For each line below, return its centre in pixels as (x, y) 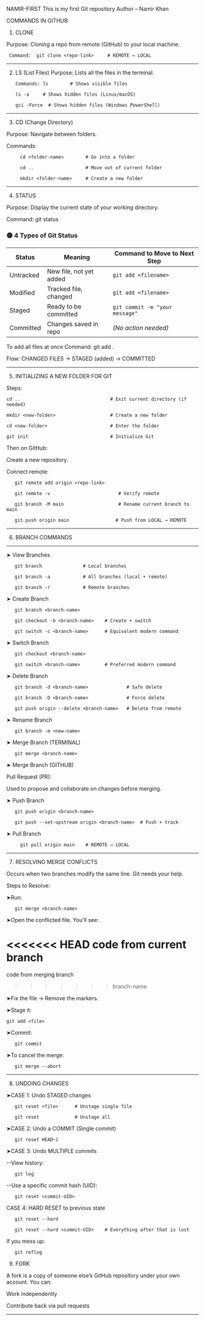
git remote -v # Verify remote (87, 494)
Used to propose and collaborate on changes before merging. (84, 789)
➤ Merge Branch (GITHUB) (40, 765)
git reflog (28, 1253)
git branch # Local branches (70, 566)
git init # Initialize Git (80, 437)
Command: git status (33, 219)
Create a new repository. (37, 460)
